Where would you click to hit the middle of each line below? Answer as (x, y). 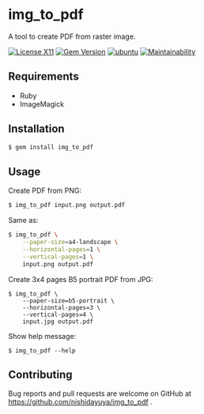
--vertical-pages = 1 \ (58, 257)
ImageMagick (42, 103)
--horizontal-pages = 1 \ (62, 249)
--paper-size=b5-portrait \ (68, 301)
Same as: (23, 220)
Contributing (40, 374)
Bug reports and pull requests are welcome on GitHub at (100, 393)
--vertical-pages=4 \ (58, 314)
